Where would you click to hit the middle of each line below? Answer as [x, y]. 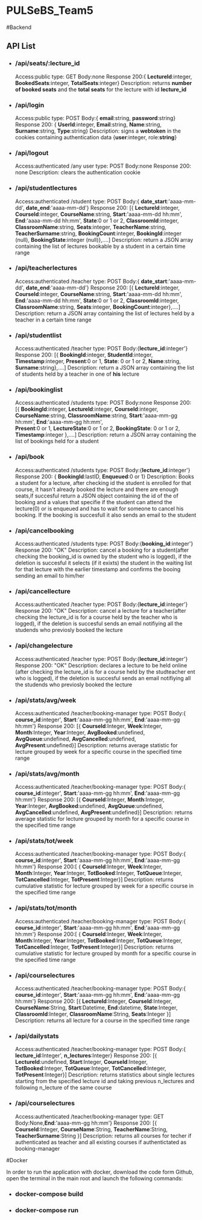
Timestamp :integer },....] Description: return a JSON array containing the [106, 435]
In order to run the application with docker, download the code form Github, [100, 1172]
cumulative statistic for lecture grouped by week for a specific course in [104, 886]
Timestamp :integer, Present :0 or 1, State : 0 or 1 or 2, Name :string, [98, 361]
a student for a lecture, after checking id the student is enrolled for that [103, 482]
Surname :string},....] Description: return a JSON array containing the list [105, 368]
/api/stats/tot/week [44, 841]
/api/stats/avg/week [46, 700]
